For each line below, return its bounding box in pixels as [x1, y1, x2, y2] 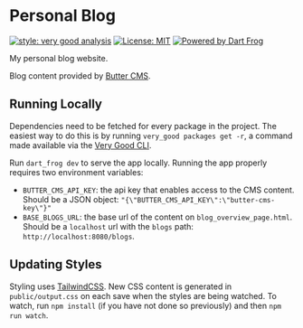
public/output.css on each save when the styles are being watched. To [9, 290, 278, 301]
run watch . [9, 309, 49, 321]
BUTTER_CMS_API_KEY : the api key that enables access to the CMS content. [22, 184, 295, 195]
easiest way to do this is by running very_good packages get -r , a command [9, 130, 293, 141]
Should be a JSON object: [22, 193, 119, 204]
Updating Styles [9, 257, 102, 272]
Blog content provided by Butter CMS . [9, 70, 151, 81]
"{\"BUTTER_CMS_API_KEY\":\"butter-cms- [120, 195, 276, 204]
